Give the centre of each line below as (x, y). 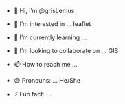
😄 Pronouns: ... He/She (47, 80)
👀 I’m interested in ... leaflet (52, 24)
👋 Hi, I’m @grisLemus (44, 11)
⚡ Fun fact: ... (32, 94)
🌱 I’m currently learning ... (50, 37)
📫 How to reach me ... (45, 64)
